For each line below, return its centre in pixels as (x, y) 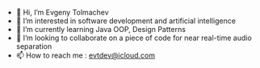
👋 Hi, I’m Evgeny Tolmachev (62, 12)
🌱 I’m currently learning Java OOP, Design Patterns (101, 29)
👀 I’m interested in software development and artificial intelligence (126, 21)
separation (34, 46)
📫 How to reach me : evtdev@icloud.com (86, 55)
